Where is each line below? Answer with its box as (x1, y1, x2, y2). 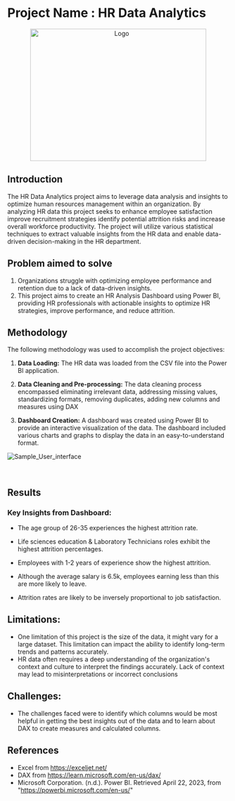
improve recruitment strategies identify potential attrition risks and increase (7, 214, 226, 223)
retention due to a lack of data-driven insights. (17, 283, 153, 292)
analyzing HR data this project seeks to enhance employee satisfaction (7, 207, 212, 216)
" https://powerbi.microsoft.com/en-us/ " (17, 785, 134, 794)
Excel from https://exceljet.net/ (17, 763, 108, 771)
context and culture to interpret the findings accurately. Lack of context (17, 662, 225, 671)
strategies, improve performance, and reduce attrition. (17, 306, 175, 314)
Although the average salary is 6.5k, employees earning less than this (17, 573, 220, 581)
